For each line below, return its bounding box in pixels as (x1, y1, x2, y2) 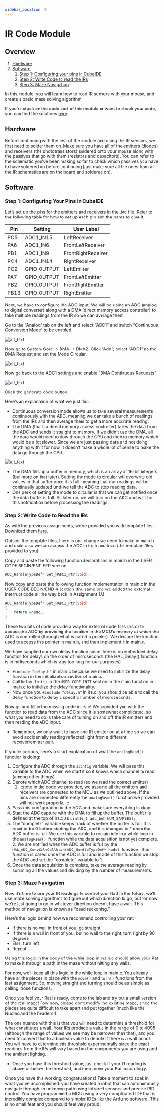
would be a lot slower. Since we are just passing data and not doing (12, 439, 148, 445)
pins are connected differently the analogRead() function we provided (19, 794, 159, 800)
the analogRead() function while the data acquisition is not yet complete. (12, 836, 159, 842)
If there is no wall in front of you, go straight (12, 925, 101, 931)
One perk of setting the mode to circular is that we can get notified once (12, 489, 158, 495)
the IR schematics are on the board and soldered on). (5, 169, 112, 175)
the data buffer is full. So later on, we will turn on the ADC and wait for (12, 495, 153, 501)
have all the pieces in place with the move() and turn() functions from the (5, 975, 153, 981)
